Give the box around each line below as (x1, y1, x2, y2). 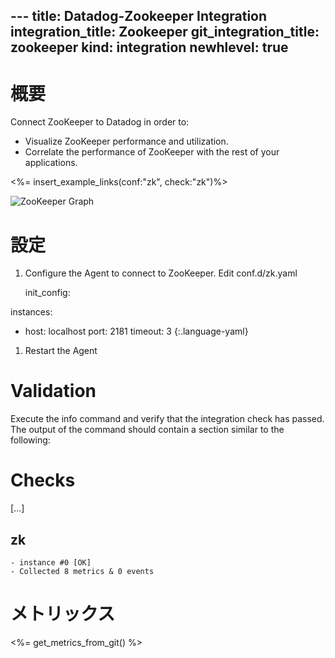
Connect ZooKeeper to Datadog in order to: (10, 116, 190, 128)
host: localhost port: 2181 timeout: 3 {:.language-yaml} (24, 325, 249, 338)
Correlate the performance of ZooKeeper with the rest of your (24, 146, 280, 158)
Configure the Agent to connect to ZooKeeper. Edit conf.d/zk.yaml (24, 267, 298, 279)
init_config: (24, 287, 71, 299)
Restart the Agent (24, 345, 98, 357)
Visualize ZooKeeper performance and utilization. (24, 135, 229, 148)
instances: (10, 306, 53, 318)
